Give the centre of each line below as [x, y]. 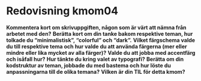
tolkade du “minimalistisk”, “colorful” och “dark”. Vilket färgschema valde [101, 40]
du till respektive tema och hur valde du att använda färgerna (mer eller [97, 46]
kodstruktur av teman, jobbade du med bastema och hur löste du [88, 65]
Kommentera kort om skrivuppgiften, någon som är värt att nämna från [97, 27]
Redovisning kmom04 [62, 11]
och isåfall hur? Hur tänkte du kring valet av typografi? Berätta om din [95, 59]
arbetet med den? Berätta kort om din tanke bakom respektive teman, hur [100, 33]
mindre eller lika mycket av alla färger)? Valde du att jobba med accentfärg [101, 52]
